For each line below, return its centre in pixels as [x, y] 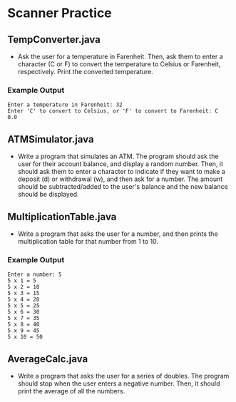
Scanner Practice [60, 13]
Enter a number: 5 [35, 275]
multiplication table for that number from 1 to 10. [88, 241]
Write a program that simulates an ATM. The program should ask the [118, 156]
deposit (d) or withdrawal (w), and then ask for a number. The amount [120, 179]
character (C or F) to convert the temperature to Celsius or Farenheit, [119, 64]
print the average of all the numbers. [71, 391]
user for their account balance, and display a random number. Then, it [120, 164]
